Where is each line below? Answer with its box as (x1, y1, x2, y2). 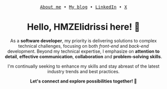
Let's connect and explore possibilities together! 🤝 (30, 78, 137, 84)
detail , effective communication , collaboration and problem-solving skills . (4, 53, 162, 59)
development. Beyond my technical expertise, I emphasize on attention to (7, 48, 160, 54)
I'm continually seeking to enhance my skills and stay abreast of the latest (7, 63, 159, 69)
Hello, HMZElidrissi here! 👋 (26, 21, 140, 33)
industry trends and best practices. (47, 68, 120, 74)
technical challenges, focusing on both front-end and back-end (18, 43, 149, 49)
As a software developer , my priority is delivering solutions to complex (10, 37, 157, 44)
